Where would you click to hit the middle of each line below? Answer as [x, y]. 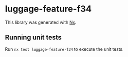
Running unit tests [33, 37]
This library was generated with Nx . [41, 22]
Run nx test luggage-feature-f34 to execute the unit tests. [64, 49]
